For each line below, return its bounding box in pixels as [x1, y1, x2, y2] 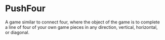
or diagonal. [5, 29, 30, 35]
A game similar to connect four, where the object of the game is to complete [5, 19, 160, 25]
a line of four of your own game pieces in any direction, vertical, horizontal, [5, 24, 158, 30]
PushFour [5, 3, 46, 14]
